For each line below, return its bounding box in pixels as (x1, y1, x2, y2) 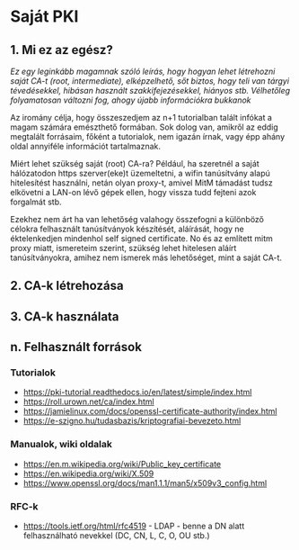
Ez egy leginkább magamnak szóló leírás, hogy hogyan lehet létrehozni (10, 66, 276, 77)
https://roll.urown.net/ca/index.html (22, 396, 155, 407)
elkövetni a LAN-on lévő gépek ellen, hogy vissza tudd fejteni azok (10, 187, 257, 197)
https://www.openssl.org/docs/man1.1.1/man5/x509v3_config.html (22, 477, 268, 488)
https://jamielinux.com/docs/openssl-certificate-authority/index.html (22, 406, 277, 417)
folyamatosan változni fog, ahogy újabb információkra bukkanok (10, 95, 251, 105)
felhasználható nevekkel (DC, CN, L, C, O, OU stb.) (22, 530, 210, 541)
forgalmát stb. (10, 196, 62, 207)
